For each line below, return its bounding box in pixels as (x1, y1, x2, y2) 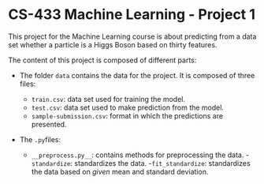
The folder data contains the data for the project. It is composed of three (19, 70, 255, 80)
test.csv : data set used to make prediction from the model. (31, 103, 225, 112)
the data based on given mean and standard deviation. (31, 167, 209, 176)
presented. (31, 119, 67, 129)
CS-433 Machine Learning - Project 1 (8, 6, 256, 24)
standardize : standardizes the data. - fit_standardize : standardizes (31, 158, 251, 167)
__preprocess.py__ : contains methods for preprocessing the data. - (31, 150, 250, 160)
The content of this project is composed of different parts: (8, 55, 197, 65)
